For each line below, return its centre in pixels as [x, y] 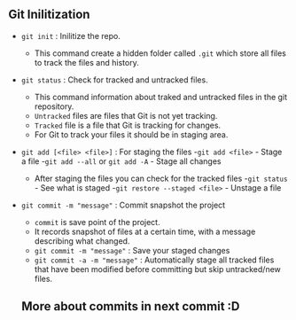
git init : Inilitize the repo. [70, 35]
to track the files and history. [86, 62]
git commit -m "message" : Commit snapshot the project [123, 205]
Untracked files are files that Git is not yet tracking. [126, 115]
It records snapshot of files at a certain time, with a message [145, 231]
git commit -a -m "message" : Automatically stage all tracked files [154, 260]
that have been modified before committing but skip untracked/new [157, 269]
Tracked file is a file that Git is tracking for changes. [128, 125]
